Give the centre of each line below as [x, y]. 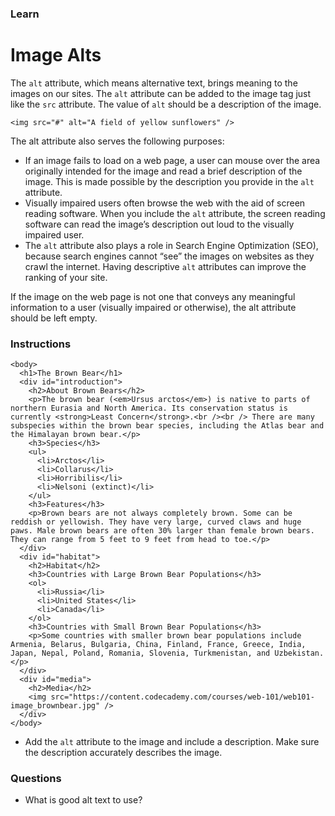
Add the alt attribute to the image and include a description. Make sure [172, 742]
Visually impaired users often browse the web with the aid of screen [165, 203]
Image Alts [56, 55]
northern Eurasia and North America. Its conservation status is [149, 408]
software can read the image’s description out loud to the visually [159, 224]
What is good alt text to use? [83, 800]
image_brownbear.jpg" [55, 706]
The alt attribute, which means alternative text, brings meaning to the [154, 83]
